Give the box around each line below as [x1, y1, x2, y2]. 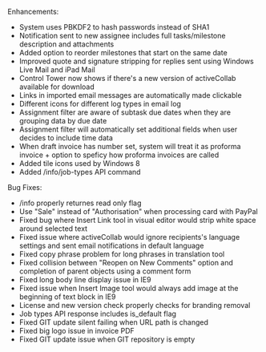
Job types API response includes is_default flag [18, 309, 177, 318]
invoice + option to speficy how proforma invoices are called [18, 150, 220, 160]
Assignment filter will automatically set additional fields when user [18, 124, 238, 134]
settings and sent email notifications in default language [18, 241, 204, 250]
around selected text [18, 224, 88, 233]
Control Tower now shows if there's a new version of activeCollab [18, 74, 236, 83]
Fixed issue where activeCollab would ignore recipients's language [18, 233, 240, 241]
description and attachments [18, 39, 115, 49]
